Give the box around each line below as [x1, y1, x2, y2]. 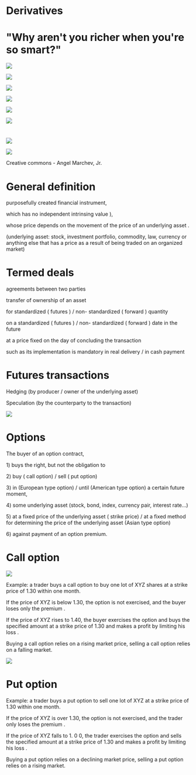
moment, [6, 490, 27, 497]
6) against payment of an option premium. [6, 531, 108, 538]
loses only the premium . [6, 605, 66, 612]
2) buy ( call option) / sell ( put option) [6, 473, 98, 480]
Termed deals [6, 266, 74, 279]
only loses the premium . [6, 721, 66, 728]
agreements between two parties [6, 285, 86, 293]
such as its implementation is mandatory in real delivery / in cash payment [6, 348, 185, 355]
